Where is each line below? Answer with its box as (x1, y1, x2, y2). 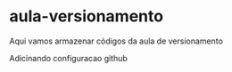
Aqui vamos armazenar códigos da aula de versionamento (9, 36, 223, 46)
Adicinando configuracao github (9, 52, 128, 63)
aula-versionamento (9, 6, 163, 27)
